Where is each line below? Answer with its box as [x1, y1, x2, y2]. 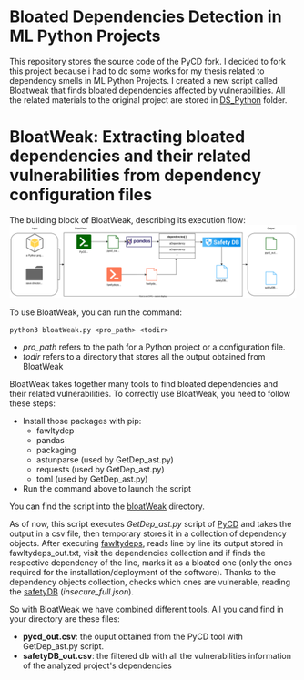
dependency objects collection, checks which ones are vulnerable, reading [9, 576, 291, 587]
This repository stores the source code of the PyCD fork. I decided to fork [9, 56, 287, 66]
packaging [35, 444, 76, 455]
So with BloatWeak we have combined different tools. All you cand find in [9, 604, 284, 614]
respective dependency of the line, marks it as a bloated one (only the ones [9, 557, 293, 568]
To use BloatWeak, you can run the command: [9, 307, 183, 318]
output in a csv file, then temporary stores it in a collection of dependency [9, 528, 287, 539]
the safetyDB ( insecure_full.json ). [9, 585, 135, 597]
